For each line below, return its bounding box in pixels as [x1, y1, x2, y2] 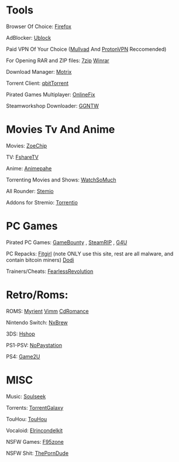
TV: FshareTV [6, 153, 39, 160]
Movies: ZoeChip [6, 142, 47, 149]
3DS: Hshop [6, 330, 35, 337]
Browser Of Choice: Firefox [6, 23, 72, 30]
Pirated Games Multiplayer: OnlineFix [6, 91, 95, 98]
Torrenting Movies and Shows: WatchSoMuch [6, 176, 116, 183]
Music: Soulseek [6, 393, 46, 400]
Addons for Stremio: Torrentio [6, 199, 78, 206]
